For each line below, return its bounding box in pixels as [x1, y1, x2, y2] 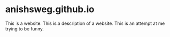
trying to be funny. [5, 25, 44, 31]
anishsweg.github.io [5, 4, 95, 15]
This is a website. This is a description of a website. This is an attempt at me [5, 20, 165, 26]
